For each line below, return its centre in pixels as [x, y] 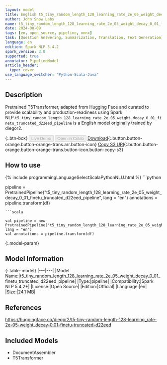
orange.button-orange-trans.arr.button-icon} [51, 144]
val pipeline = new [25, 221]
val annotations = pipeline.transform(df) [50, 234]
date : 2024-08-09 [23, 28]
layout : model [20, 10]
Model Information [35, 259]
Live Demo [41, 138]
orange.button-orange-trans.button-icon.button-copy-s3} [64, 150]
